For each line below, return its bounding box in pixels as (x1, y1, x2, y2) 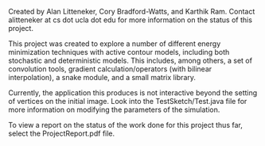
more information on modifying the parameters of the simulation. (8, 105, 220, 114)
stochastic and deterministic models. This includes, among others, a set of (8, 56, 253, 65)
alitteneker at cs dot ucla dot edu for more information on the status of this (8, 15, 253, 25)
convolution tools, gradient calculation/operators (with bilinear (8, 64, 212, 74)
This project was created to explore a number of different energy (8, 39, 221, 48)
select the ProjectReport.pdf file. (8, 129, 115, 138)
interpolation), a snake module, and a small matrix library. (8, 73, 197, 82)
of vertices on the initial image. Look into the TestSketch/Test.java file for (8, 97, 247, 106)
